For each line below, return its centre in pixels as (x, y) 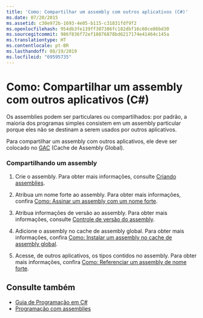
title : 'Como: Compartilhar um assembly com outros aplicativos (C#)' (97, 12)
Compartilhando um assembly (52, 163)
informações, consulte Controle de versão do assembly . (85, 219)
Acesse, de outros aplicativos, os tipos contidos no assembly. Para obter (106, 256)
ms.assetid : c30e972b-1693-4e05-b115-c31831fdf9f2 (72, 23)
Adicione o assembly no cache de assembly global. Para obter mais (100, 231)
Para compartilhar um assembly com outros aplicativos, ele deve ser (92, 141)
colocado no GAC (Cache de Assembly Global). (65, 147)
